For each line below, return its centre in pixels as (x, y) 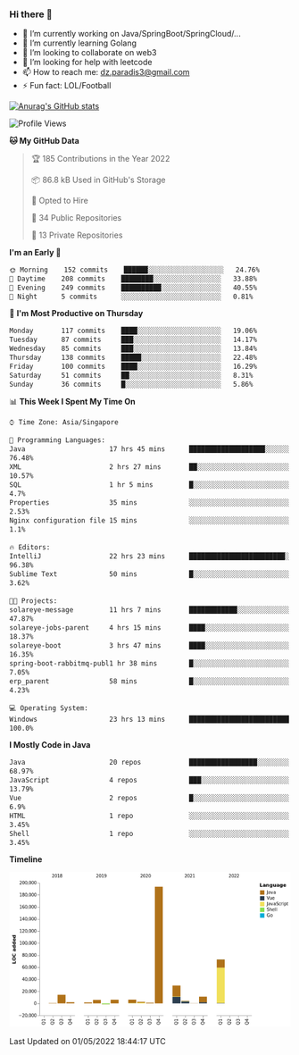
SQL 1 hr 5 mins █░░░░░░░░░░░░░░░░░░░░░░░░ (149, 485)
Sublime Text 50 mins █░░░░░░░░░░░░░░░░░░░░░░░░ (149, 574)
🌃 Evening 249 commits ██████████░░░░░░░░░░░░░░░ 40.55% (133, 288)
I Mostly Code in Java (50, 745)
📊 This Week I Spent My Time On (72, 402)
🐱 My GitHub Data (45, 141)
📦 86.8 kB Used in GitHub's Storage (98, 180)
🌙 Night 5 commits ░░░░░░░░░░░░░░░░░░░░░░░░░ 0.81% (131, 297)
